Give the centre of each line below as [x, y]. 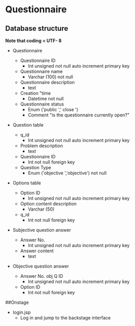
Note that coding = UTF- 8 [34, 40]
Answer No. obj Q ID [42, 276]
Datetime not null [46, 99]
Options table [27, 183]
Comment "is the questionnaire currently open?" [79, 115]
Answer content [37, 251]
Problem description [42, 146]
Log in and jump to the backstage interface [65, 318]
